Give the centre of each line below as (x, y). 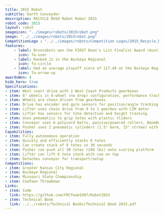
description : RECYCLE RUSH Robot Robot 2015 (51, 18)
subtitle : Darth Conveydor (32, 14)
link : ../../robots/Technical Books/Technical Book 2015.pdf (73, 204)
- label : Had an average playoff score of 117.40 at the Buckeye (82, 69)
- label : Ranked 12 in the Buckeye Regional (60, 59)
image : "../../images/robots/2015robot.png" (51, 37)
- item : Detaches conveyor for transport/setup (54, 159)
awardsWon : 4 (18, 77)
